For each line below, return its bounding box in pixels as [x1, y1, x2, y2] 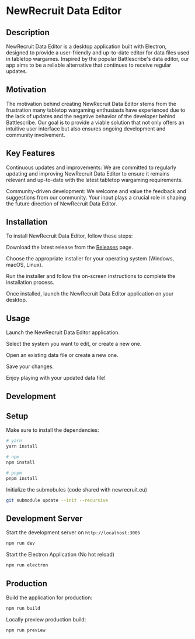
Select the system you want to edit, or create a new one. [6, 341, 142, 348]
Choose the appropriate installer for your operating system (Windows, [6, 255, 175, 262]
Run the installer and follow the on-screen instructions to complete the [6, 273, 176, 280]
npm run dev [6, 540, 35, 547]
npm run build [6, 605, 41, 611]
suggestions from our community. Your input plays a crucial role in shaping [6, 194, 186, 201]
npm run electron [6, 562, 48, 568]
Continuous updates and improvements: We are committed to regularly [6, 164, 177, 171]
